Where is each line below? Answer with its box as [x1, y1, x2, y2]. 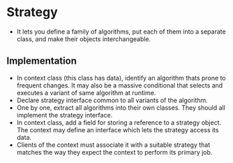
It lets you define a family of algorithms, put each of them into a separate [16, 27, 226, 36]
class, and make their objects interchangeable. [16, 34, 151, 43]
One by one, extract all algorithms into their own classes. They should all [16, 103, 226, 112]
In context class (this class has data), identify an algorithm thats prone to [16, 73, 226, 82]
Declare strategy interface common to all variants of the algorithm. [16, 96, 209, 104]
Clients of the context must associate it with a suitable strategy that [16, 141, 211, 149]
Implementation [6, 55, 77, 67]
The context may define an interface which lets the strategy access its [16, 125, 219, 134]
